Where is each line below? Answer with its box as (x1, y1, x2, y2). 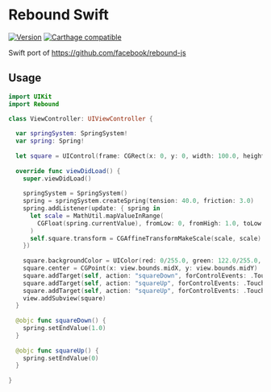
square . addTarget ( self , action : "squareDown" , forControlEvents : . (23, 271, 254, 279)
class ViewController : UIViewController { (8, 114, 153, 122)
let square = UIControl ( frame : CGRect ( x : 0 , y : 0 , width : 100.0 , (15, 151, 240, 160)
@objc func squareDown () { (15, 316, 106, 325)
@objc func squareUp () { (15, 346, 99, 355)
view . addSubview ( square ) (23, 294, 106, 303)
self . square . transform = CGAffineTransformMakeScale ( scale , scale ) (29, 234, 262, 242)
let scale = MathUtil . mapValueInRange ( (29, 212, 164, 220)
